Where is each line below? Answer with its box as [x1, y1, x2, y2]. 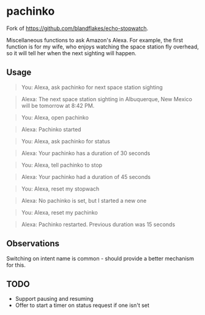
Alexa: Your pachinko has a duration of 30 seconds [21, 149, 151, 157]
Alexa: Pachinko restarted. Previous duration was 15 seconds [21, 221, 176, 228]
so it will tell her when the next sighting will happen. [6, 49, 136, 56]
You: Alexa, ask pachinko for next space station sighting [21, 83, 163, 91]
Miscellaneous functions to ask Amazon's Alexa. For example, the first [6, 36, 184, 44]
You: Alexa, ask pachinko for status [21, 137, 110, 145]
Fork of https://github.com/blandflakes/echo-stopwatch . [6, 25, 149, 32]
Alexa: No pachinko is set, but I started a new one [21, 197, 147, 204]
